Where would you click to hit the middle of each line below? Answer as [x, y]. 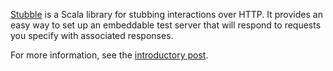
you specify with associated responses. [92, 35]
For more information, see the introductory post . [109, 55]
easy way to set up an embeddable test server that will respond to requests [166, 25]
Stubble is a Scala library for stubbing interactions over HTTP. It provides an [166, 14]
